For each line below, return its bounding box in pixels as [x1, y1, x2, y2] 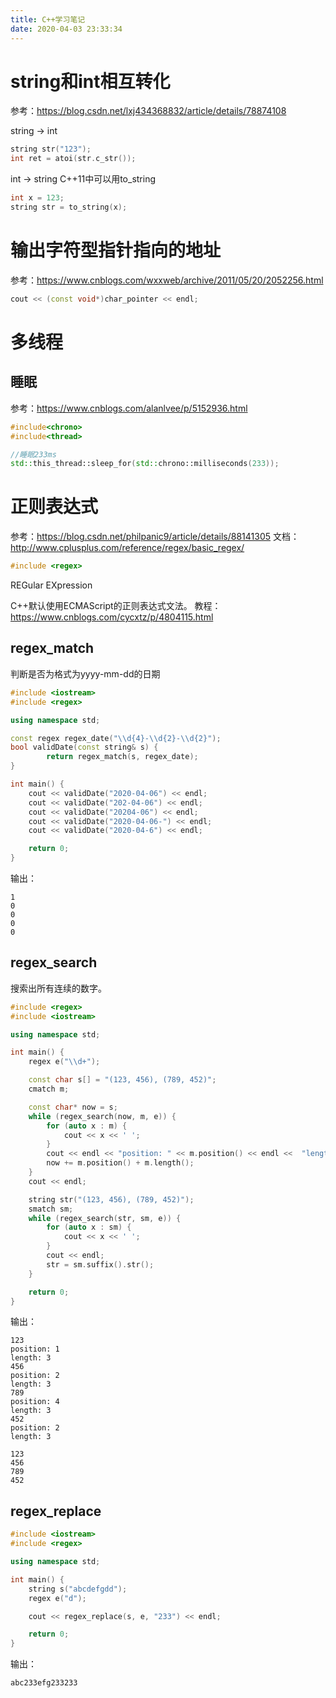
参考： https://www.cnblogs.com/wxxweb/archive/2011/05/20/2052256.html [10, 274, 324, 286]
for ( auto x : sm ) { [46, 1222, 132, 1233]
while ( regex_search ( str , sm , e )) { [28, 1213, 182, 1223]
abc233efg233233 [10, 1678, 78, 1688]
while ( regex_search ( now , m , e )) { [28, 1111, 177, 1121]
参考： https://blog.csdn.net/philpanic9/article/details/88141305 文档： [10, 531, 300, 543]
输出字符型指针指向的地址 [10, 239, 222, 262]
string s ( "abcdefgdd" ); [28, 1584, 128, 1594]
